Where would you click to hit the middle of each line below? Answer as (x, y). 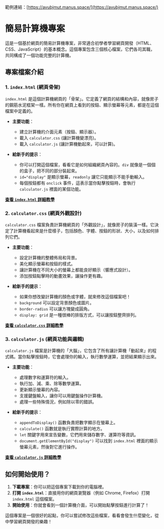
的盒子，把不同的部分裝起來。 (49, 171)
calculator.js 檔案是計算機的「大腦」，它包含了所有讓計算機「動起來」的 (79, 351)
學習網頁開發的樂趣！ (31, 522)
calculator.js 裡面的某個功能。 (51, 189)
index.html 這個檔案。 (34, 499)
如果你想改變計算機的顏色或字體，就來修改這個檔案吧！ (75, 296)
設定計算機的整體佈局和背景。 (49, 257)
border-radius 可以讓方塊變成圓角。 (56, 309)
